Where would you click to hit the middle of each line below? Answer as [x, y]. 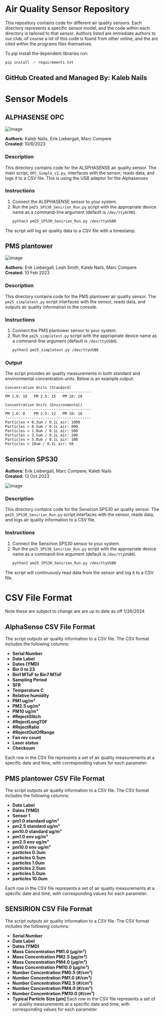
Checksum [24, 748]
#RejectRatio [26, 727]
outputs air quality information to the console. [51, 307]
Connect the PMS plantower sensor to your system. [65, 331]
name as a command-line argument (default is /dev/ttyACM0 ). [74, 212]
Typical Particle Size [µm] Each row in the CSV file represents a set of [84, 999]
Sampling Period [30, 680]
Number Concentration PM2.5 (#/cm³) [52, 983]
